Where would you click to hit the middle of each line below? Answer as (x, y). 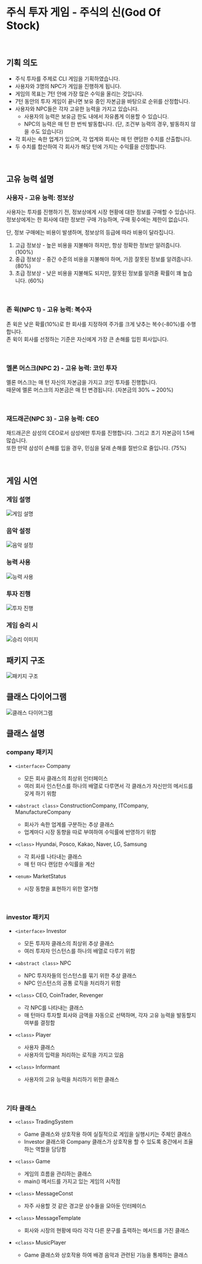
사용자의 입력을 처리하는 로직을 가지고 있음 (74, 1054)
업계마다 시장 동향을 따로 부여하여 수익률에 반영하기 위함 (90, 832)
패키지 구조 (26, 660)
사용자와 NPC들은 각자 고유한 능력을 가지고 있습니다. (77, 109)
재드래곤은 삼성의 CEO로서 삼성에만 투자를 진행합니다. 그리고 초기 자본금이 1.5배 (100, 433)
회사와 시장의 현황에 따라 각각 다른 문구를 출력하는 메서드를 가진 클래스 (107, 1231)
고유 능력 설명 (30, 179)
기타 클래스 (21, 1108)
